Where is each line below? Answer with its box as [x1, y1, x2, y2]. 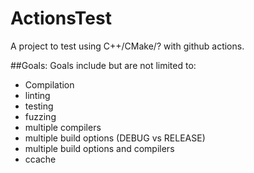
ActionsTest [10, 7, 112, 30]
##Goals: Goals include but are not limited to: [10, 59, 197, 71]
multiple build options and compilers [24, 142, 175, 154]
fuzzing [24, 110, 57, 122]
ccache [24, 153, 57, 165]
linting [24, 89, 51, 101]
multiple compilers [24, 121, 102, 133]
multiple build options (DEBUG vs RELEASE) [24, 132, 206, 144]
